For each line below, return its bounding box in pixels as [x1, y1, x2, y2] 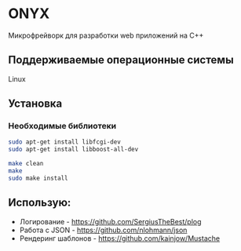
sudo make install [8, 174, 68, 182]
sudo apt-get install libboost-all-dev [8, 146, 139, 154]
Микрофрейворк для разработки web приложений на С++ [8, 31, 204, 40]
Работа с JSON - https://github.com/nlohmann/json [19, 225, 188, 235]
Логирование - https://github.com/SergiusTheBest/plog [19, 216, 202, 226]
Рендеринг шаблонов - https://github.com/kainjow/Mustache [19, 233, 221, 243]
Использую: [8, 196, 71, 209]
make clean [8, 160, 44, 168]
